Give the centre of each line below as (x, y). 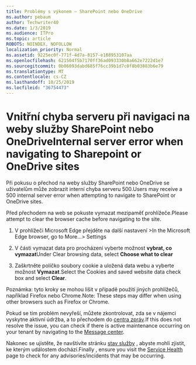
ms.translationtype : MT (35, 71)
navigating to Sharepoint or (74, 154)
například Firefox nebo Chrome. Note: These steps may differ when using (94, 295)
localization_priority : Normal (44, 50)
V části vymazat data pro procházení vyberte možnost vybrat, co (93, 248)
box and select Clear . (40, 278)
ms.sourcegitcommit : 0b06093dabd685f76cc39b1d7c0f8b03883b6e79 (85, 66)
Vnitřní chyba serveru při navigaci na (98, 117)
